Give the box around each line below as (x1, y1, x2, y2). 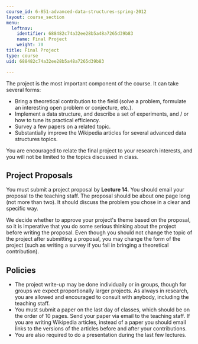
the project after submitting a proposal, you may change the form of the (6, 235, 181, 243)
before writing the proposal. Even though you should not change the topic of (6, 229, 193, 236)
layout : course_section (6, 14, 65, 20)
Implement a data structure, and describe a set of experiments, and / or (14, 110, 189, 117)
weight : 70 (17, 42, 44, 48)
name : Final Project (17, 36, 67, 42)
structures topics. (14, 135, 58, 142)
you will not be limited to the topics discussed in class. (6, 153, 139, 160)
